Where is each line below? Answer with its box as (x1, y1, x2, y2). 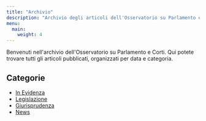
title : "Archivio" (6, 9, 53, 15)
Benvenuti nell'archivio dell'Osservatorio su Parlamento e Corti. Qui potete (6, 48, 194, 56)
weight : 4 (17, 32, 43, 38)
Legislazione (15, 95, 48, 103)
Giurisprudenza (15, 101, 55, 109)
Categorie (6, 73, 45, 83)
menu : (6, 20, 20, 26)
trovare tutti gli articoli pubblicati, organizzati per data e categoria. (6, 55, 174, 62)
